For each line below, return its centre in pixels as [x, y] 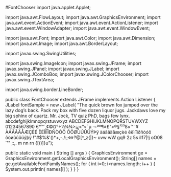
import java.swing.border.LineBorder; [44, 90]
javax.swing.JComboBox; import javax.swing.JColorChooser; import [77, 74]
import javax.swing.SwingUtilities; [41, 53]
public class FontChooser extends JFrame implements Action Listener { [80, 99]
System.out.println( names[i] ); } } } [42, 169]
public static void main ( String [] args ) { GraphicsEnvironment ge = [77, 153]
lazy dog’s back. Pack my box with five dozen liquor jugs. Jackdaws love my [86, 110]
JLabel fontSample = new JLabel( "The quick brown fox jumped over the [82, 105]
